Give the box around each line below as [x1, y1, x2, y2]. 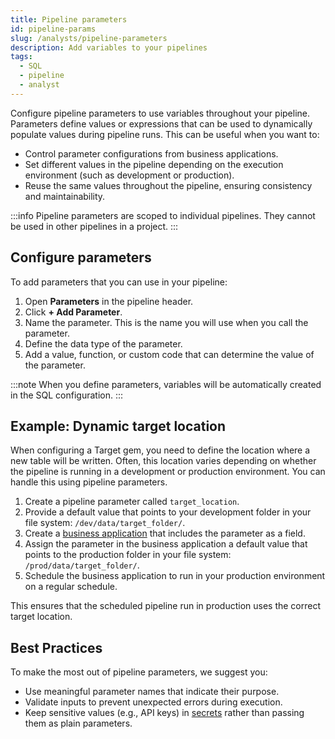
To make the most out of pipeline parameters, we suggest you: [10, 666, 268, 678]
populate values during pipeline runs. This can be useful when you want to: [10, 128, 320, 140]
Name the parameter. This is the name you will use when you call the [24, 316, 309, 328]
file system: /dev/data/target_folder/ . [24, 517, 186, 529]
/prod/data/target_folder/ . [24, 559, 140, 571]
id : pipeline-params [10, 24, 97, 34]
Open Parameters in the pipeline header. [24, 295, 194, 307]
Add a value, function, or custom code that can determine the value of [24, 348, 315, 360]
